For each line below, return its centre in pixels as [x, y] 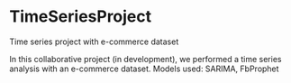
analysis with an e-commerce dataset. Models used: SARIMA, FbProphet [144, 69]
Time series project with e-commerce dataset [94, 41]
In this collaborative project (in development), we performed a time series [145, 59]
